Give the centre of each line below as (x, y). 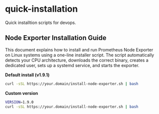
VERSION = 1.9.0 (20, 102)
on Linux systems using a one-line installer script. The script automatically (80, 55)
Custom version (21, 93)
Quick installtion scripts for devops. (41, 23)
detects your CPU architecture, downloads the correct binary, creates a (77, 60)
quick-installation (41, 9)
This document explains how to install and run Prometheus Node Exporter (79, 49)
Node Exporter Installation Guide (56, 38)
